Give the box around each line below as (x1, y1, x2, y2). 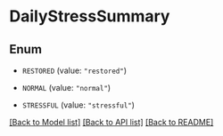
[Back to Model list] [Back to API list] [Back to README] (9, 117, 214, 127)
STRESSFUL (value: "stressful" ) (21, 100, 136, 110)
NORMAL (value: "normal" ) (21, 83, 111, 92)
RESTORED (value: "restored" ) (21, 65, 128, 76)
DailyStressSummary (9, 6, 170, 27)
